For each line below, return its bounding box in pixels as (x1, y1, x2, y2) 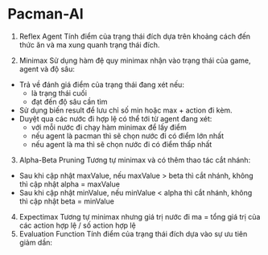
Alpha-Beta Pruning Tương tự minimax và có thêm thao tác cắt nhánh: (19, 154, 251, 165)
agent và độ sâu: (19, 64, 76, 73)
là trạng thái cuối (31, 88, 88, 97)
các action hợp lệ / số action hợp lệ (19, 220, 136, 230)
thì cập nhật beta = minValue (19, 196, 114, 206)
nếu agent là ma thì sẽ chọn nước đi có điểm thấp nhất (31, 139, 212, 149)
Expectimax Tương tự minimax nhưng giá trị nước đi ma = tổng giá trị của (19, 212, 261, 221)
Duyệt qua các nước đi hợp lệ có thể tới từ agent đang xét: (19, 113, 212, 123)
